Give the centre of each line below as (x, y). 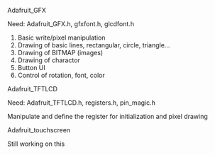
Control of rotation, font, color (61, 75)
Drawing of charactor (49, 60)
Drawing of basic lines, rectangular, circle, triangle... (94, 45)
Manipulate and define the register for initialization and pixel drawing (107, 116)
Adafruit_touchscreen (39, 130)
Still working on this (36, 144)
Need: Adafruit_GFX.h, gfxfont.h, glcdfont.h (71, 24)
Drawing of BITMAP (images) (60, 53)
